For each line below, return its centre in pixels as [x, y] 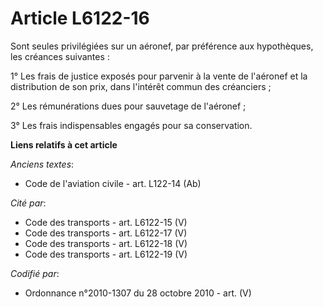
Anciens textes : [42, 164]
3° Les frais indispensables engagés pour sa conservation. [131, 125]
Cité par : [28, 203]
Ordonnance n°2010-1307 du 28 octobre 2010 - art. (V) [138, 293]
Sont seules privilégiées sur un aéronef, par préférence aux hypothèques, [162, 46]
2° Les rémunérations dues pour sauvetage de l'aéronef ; [128, 106]
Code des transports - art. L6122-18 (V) [106, 243]
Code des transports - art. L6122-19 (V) [106, 254]
